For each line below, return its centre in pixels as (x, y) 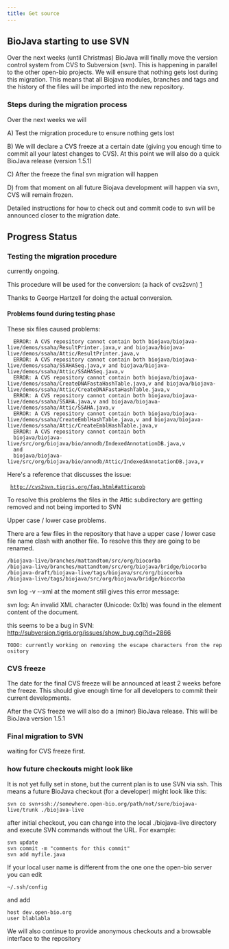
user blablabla (29, 918)
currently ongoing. (33, 271)
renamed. (21, 548)
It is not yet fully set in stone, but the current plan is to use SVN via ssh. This (115, 784)
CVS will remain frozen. (40, 195)
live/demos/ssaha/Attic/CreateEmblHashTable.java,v (82, 425)
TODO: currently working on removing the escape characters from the (109, 645)
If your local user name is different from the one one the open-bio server (110, 867)
